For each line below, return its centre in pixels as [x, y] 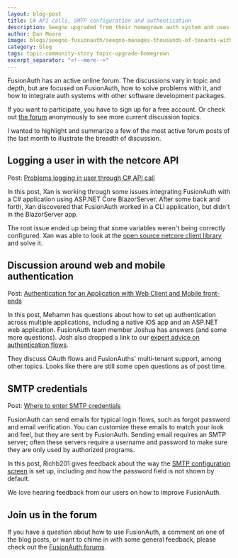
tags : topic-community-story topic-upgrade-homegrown [89, 54]
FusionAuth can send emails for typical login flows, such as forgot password [119, 419]
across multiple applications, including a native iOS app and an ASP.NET [113, 322]
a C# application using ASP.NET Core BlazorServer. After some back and [114, 199]
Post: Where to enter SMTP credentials [64, 406]
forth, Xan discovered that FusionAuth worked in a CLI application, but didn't [119, 206]
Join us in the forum [52, 515]
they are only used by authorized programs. [71, 450]
